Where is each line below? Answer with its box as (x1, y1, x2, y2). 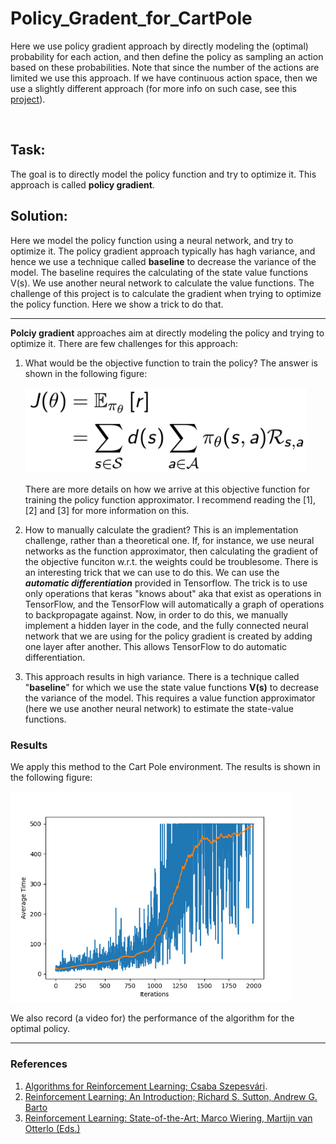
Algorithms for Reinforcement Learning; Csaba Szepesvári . (24, 1080, 268, 1092)
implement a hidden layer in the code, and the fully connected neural (24, 619, 309, 631)
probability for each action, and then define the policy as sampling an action (10, 50, 324, 62)
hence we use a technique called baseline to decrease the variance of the (10, 255, 317, 267)
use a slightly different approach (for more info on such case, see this (10, 82, 297, 94)
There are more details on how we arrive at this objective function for (24, 483, 311, 495)
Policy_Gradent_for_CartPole (10, 7, 253, 30)
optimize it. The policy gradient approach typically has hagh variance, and (10, 245, 316, 257)
